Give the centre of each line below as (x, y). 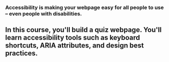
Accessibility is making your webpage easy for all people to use (85, 7)
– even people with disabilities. (44, 13)
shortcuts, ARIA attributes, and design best (75, 46)
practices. (22, 53)
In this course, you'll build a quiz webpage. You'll (83, 30)
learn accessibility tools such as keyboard (73, 38)
